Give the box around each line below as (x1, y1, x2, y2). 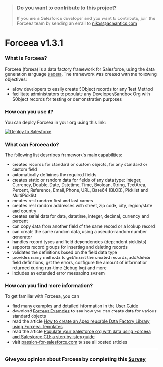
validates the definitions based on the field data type (12, 249, 117, 255)
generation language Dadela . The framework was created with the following (5, 71, 157, 77)
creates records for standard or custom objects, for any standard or (12, 162, 147, 167)
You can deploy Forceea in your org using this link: (5, 119, 106, 126)
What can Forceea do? (5, 141, 59, 147)
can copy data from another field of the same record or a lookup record (12, 223, 155, 229)
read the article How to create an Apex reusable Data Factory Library (12, 318, 150, 324)
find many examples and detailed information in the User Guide (12, 303, 139, 309)
